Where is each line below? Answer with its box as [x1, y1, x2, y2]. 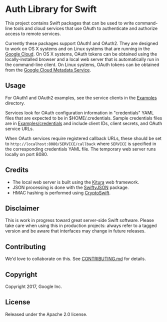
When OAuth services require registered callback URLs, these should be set [5, 135, 161, 141]
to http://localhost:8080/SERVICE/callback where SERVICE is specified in [5, 140, 156, 146]
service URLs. [5, 125, 34, 131]
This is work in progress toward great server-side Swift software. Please [5, 217, 154, 223]
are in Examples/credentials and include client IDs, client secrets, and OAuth [5, 120, 162, 126]
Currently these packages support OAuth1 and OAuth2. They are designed [5, 40, 158, 46]
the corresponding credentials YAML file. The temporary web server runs [5, 146, 156, 152]
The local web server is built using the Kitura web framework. [12, 179, 139, 185]
